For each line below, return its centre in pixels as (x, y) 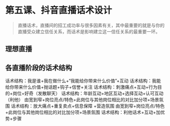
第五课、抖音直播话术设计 (59, 10)
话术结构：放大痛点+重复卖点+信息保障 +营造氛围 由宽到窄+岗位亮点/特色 (88, 106)
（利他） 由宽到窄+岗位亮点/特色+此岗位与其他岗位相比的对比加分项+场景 (82, 100)
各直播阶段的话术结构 (39, 68)
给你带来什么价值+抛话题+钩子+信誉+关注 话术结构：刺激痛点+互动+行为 (81, 87)
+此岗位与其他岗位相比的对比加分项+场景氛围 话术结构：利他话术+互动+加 (83, 112)
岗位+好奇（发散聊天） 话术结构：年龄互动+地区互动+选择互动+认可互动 (88, 93)
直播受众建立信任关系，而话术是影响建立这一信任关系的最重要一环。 (89, 31)
